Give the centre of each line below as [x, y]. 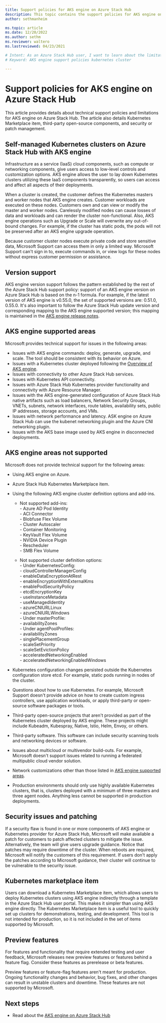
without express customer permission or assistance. [58, 257]
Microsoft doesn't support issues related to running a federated [77, 755]
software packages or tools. [56, 705]
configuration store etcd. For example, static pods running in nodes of [83, 675]
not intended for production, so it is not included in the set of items [73, 919]
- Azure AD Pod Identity [44, 508]
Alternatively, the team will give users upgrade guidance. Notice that [75, 844]
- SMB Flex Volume [39, 550]
